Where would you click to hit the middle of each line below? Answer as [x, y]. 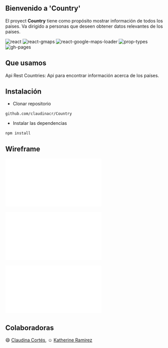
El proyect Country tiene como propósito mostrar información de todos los [84, 20]
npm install [18, 133]
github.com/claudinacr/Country [39, 114]
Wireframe [23, 149]
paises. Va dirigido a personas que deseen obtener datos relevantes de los [84, 26]
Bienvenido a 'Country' [43, 8]
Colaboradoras [30, 328]
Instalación [24, 92]
